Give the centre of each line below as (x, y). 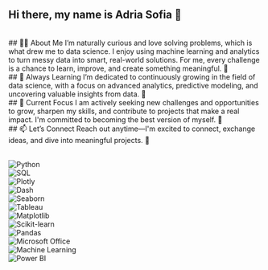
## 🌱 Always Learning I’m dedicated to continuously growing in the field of (132, 76)
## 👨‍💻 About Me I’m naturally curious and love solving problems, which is (130, 43)
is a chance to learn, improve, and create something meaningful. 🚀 (118, 68)
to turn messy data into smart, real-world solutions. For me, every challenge (134, 59)
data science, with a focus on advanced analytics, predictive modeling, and (134, 85)
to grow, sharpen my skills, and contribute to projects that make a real (124, 111)
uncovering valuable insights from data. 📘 (77, 94)
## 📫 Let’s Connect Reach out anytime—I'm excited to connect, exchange (132, 129)
